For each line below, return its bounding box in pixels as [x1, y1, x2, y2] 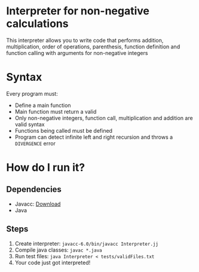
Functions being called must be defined [14, 127, 112, 134]
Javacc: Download [14, 200, 61, 207]
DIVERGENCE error [14, 139, 56, 147]
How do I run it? [6, 161, 85, 175]
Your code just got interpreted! [14, 259, 91, 266]
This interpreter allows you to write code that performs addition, [6, 36, 164, 44]
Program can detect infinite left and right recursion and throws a [14, 133, 173, 140]
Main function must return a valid [14, 108, 97, 115]
